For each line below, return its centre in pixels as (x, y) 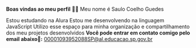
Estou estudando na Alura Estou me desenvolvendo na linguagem (85, 20)
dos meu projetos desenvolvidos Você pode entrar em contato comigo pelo (98, 33)
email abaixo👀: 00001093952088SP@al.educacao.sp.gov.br (80, 39)
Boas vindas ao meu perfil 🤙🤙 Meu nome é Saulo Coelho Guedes (85, 9)
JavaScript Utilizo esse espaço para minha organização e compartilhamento (98, 27)
